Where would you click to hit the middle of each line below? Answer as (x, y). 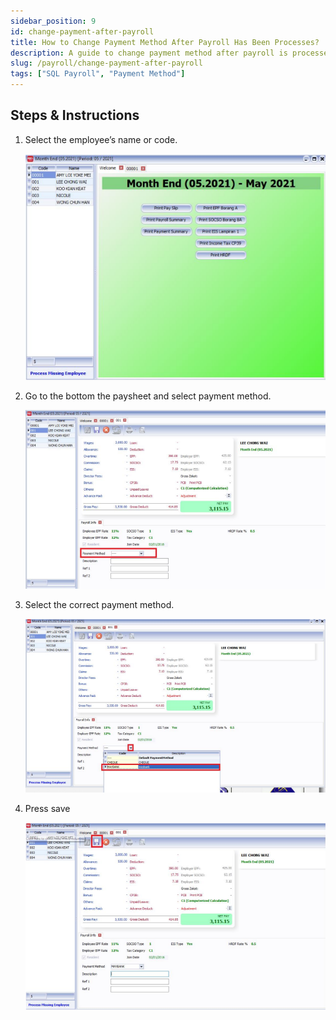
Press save (47, 809)
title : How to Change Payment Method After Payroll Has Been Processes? (165, 42)
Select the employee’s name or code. (101, 139)
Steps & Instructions (75, 115)
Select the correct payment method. (99, 605)
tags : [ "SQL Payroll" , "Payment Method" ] (98, 74)
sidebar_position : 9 (53, 21)
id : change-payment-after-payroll (82, 31)
